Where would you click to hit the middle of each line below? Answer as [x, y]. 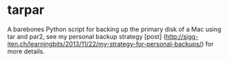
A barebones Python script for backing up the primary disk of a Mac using [114, 29]
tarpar [26, 10]
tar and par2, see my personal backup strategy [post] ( [87, 36]
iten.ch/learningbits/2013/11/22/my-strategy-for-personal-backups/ [105, 44]
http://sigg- [182, 36]
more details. [26, 51]
